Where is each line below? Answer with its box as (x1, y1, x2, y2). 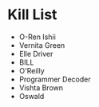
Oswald (18, 91, 45, 101)
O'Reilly (18, 65, 45, 75)
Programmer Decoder (18, 74, 91, 84)
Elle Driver (18, 49, 53, 58)
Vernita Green (18, 40, 65, 50)
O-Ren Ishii (18, 32, 57, 42)
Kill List (7, 6, 57, 24)
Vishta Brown (18, 82, 64, 93)
